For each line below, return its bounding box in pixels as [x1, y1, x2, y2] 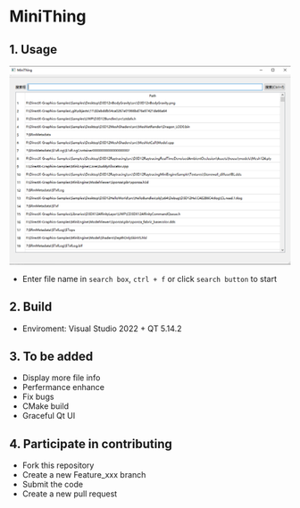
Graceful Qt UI [21, 411, 76, 421]
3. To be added [9, 349, 94, 364]
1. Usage [9, 42, 58, 57]
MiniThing [9, 6, 87, 27]
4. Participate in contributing [9, 436, 172, 452]
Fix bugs [21, 391, 54, 403]
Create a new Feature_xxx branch [21, 470, 146, 480]
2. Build [9, 299, 53, 314]
